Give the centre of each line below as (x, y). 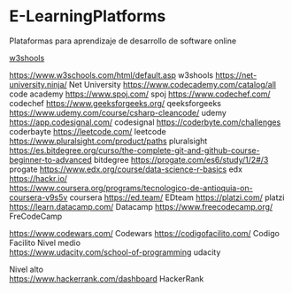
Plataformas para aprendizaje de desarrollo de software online (123, 41)
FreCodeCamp (36, 216)
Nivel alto (27, 269)
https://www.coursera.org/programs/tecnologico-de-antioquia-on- (131, 188)
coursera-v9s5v (38, 197)
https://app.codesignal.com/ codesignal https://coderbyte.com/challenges (145, 122)
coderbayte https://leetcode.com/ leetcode (88, 131)
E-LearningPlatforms (88, 16)
